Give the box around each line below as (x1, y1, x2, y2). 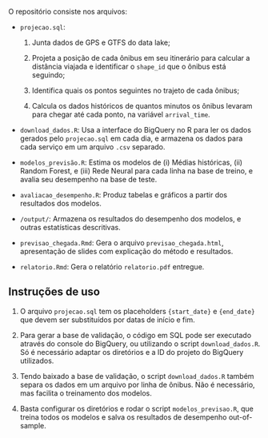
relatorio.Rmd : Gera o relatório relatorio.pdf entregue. (19, 262, 205, 271)
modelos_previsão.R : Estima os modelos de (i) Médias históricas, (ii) (19, 157, 242, 167)
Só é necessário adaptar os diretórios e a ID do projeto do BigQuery (19, 347, 244, 356)
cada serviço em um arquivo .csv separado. (19, 142, 166, 151)
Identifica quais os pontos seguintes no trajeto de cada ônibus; (31, 86, 240, 95)
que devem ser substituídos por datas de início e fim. (19, 315, 195, 325)
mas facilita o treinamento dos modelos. (19, 388, 152, 398)
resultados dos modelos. (19, 199, 102, 208)
